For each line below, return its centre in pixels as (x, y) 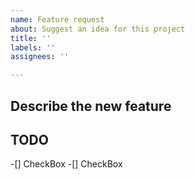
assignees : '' (40, 57)
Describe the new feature (91, 106)
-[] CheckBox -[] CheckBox (66, 164)
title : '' (31, 38)
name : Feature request (57, 19)
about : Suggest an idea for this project (98, 29)
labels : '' (33, 47)
